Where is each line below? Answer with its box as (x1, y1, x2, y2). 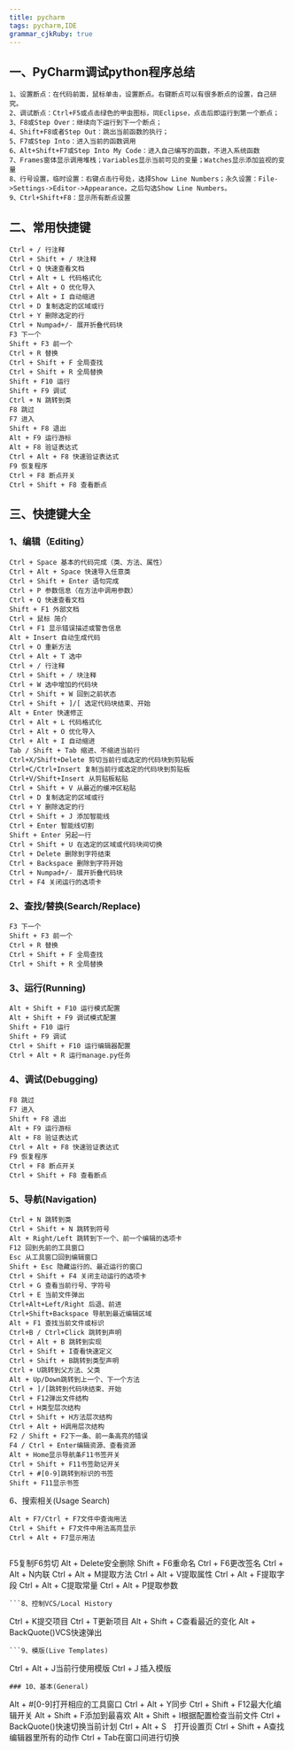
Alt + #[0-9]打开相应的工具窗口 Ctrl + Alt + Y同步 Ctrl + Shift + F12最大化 (9, 1699, 275, 1709)
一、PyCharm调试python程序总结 (9, 64, 196, 80)
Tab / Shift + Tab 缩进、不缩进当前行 (9, 745, 140, 755)
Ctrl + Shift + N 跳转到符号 (9, 1224, 111, 1233)
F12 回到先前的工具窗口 (9, 1243, 85, 1253)
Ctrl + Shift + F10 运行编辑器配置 (9, 1042, 131, 1051)
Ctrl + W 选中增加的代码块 (9, 680, 98, 689)
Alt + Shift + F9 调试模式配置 (9, 1014, 117, 1022)
